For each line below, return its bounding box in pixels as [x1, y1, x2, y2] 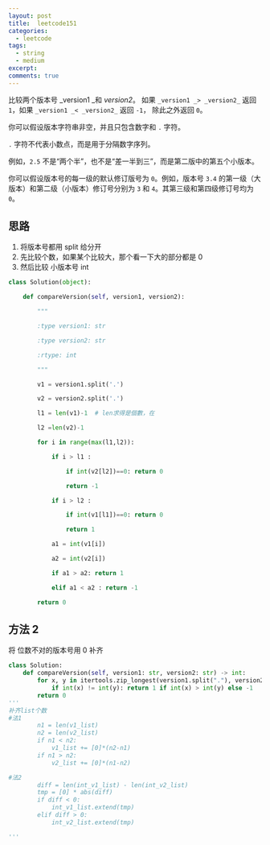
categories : [8, 27, 48, 35]
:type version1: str [37, 322, 106, 330]
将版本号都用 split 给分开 [19, 242, 102, 252]
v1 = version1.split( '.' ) [37, 380, 125, 388]
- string [15, 49, 45, 57]
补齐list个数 [8, 706, 47, 715]
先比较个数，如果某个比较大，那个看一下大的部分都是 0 [19, 252, 203, 262]
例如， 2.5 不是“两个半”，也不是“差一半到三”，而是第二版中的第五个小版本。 [8, 156, 260, 166]
